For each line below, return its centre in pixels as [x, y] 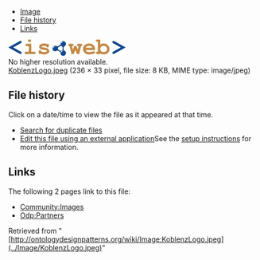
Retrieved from [33, 230]
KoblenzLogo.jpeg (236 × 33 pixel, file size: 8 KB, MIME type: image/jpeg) [130, 70]
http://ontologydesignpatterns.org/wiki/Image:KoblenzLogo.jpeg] [117, 239]
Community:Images [52, 207]
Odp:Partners [42, 215]
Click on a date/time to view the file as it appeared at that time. [111, 114]
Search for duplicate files [61, 130]
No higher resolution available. [58, 62]
